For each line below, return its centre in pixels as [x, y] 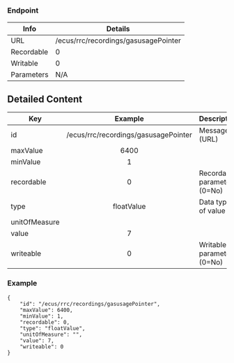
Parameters [30, 74]
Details [118, 29]
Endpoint [23, 10]
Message [214, 131]
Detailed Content [45, 99]
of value [212, 211]
